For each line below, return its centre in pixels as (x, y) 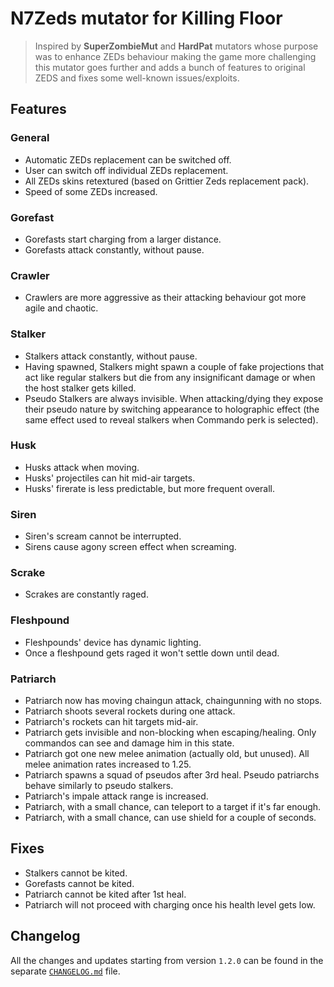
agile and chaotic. (61, 308)
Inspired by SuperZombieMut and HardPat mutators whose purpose (176, 46)
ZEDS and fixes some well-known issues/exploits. (137, 78)
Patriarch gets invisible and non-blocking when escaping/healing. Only (170, 732)
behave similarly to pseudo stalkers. (99, 785)
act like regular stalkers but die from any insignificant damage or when (170, 377)
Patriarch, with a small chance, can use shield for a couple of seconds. (170, 817)
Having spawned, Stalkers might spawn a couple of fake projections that (174, 366)
